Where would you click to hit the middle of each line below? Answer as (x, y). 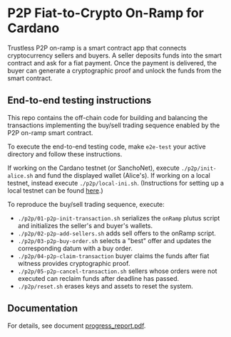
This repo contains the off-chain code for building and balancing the (108, 117)
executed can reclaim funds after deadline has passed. (98, 278)
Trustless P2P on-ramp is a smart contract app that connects (97, 48)
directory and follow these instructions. (65, 154)
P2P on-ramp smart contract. (50, 132)
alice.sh (20, 176)
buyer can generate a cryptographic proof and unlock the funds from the (114, 70)
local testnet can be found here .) (55, 191)
